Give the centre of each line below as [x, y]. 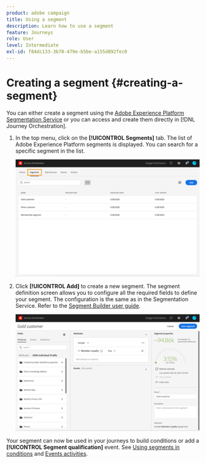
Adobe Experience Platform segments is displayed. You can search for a [106, 144]
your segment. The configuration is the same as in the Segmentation [102, 299]
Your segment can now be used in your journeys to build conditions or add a [103, 441]
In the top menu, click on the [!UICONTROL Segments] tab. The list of [104, 137]
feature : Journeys [30, 33]
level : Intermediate [33, 45]
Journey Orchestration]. [37, 126]
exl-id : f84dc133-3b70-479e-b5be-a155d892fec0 [67, 52]
